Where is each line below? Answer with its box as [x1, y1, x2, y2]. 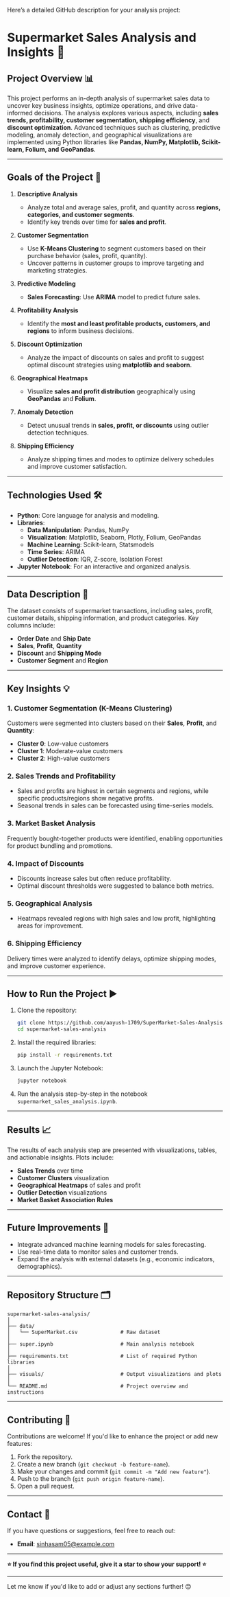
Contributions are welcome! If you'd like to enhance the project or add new [7, 1432, 218, 1440]
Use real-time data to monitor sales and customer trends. [16, 1248, 179, 1256]
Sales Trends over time [16, 1167, 84, 1175]
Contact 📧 [7, 1508, 51, 1520]
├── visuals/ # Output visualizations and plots [7, 1371, 222, 1378]
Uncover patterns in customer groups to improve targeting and [27, 259, 204, 267]
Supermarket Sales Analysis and [7, 30, 196, 45]
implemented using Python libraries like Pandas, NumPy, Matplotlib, [7, 138, 201, 146]
